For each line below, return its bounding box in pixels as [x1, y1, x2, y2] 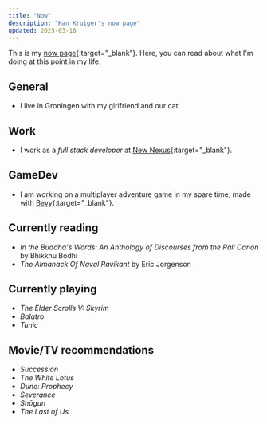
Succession [19, 364, 58, 375]
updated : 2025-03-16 [8, 26, 77, 34]
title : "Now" [8, 11, 52, 20]
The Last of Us [19, 407, 69, 417]
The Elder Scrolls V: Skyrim [19, 304, 109, 313]
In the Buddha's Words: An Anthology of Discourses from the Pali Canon [19, 242, 259, 252]
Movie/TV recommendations [8, 344, 154, 357]
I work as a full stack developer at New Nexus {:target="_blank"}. [19, 145, 233, 155]
